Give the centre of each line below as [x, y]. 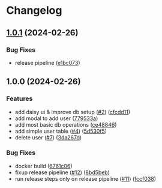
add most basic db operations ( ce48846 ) [66, 124]
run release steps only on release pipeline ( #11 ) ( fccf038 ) [85, 178]
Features [19, 99]
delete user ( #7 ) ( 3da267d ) [48, 137]
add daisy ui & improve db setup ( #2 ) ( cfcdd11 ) [73, 112]
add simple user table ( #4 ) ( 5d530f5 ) [61, 131]
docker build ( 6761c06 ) [44, 166]
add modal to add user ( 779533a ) [56, 118]
